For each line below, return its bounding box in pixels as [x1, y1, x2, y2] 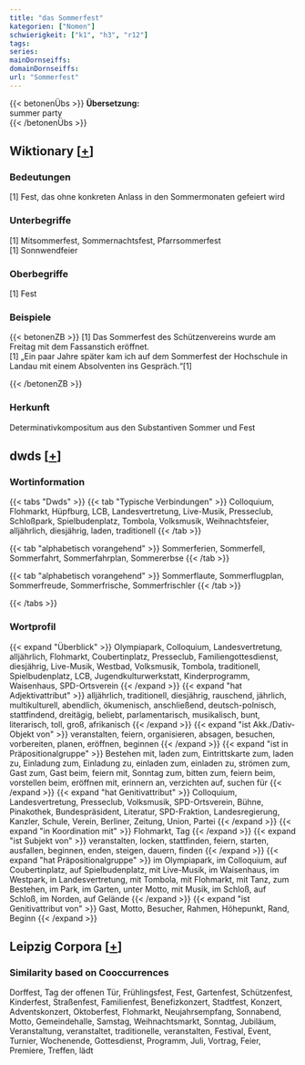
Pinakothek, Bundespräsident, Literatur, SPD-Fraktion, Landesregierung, [9, 806, 280, 817]
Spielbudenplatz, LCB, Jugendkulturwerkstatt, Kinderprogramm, [9, 670, 250, 681]
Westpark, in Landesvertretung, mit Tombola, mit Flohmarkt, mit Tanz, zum [9, 874, 290, 884]
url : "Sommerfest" [9, 73, 79, 82]
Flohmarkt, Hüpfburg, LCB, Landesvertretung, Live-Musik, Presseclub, [9, 506, 274, 517]
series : [9, 47, 39, 57]
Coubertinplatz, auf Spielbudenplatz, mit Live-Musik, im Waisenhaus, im [9, 863, 280, 875]
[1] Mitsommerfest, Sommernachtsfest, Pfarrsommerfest [9, 234, 221, 246]
